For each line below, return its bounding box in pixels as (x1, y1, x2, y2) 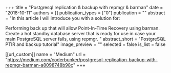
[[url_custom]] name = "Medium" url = (5, 51, 86, 57)
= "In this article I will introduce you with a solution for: (5, 15, 120, 21)
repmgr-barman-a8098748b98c (5, 62, 73, 68)
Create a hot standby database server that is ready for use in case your (5, 31, 156, 36)
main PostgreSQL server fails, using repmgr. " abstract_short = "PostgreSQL (5, 36, 166, 42)
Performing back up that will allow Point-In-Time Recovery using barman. (5, 25, 160, 31)
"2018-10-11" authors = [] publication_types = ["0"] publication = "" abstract (5, 10, 165, 16)
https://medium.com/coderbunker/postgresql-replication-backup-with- (7, 57, 158, 63)
